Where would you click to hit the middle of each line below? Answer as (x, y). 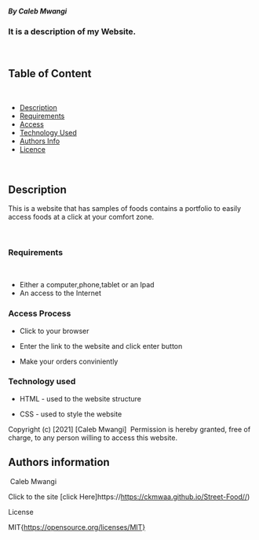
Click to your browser (54, 331)
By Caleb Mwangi (38, 11)
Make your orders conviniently (69, 361)
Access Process (40, 313)
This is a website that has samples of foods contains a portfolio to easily (125, 208)
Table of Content (50, 74)
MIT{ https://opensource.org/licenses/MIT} (77, 527)
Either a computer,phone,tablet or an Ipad (87, 285)
